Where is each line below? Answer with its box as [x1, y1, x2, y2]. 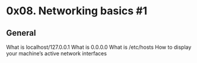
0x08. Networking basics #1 [6, 4, 148, 18]
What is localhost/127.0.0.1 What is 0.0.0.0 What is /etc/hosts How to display [6, 43, 192, 51]
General [6, 28, 37, 38]
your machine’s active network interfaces [6, 50, 107, 57]
